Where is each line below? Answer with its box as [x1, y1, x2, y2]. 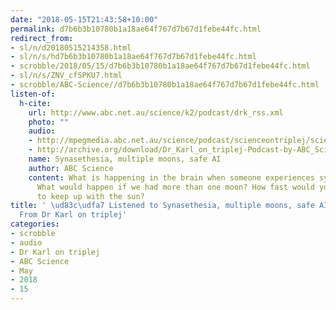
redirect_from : [10, 33, 74, 43]
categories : [10, 219, 60, 230]
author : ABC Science [28, 163, 114, 173]
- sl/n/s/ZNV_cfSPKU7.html [10, 71, 123, 81]
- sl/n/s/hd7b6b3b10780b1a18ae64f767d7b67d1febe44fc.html [10, 52, 257, 62]
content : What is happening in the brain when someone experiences [28, 172, 315, 183]
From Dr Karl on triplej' [19, 210, 128, 220]
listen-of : [10, 89, 56, 99]
